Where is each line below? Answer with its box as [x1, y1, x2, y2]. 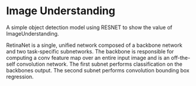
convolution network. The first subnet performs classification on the [17, 60, 182, 68]
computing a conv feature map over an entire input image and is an [6, 54, 170, 61]
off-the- [171, 54, 191, 61]
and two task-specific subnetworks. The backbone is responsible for [6, 47, 174, 55]
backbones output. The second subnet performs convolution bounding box [6, 66, 189, 74]
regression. [6, 73, 34, 80]
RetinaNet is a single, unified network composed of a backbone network [6, 42, 182, 49]
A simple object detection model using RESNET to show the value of [6, 24, 173, 31]
